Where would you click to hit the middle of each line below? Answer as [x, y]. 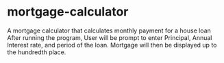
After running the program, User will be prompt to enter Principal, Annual [110, 37]
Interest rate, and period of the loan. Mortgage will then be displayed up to [112, 45]
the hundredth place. [37, 52]
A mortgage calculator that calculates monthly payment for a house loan [109, 30]
